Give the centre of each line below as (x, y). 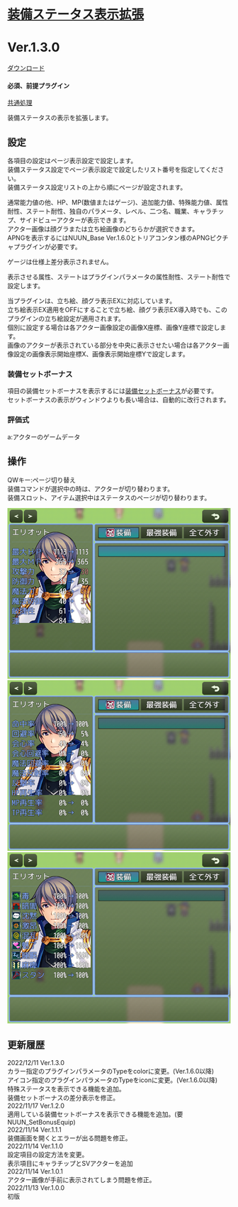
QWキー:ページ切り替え (42, 480)
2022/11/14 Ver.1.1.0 (35, 1146)
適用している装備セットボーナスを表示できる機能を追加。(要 (95, 1114)
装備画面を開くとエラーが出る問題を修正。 (69, 1138)
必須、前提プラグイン (38, 85)
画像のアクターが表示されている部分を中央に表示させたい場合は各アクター (115, 346)
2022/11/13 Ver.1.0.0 (36, 1187)
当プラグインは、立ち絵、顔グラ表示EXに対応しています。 (92, 301)
